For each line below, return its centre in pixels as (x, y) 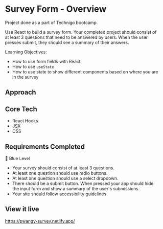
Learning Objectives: (26, 52)
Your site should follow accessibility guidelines (59, 194)
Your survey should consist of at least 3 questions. (63, 168)
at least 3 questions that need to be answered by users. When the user (77, 37)
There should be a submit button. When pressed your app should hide (83, 183)
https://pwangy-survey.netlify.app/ (40, 221)
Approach (21, 92)
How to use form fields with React (46, 61)
